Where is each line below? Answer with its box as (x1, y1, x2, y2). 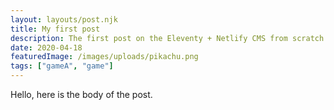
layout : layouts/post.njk (10, 14, 118, 25)
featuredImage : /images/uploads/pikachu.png (10, 52, 199, 62)
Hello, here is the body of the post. (10, 89, 153, 100)
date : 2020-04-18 (10, 42, 83, 53)
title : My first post (10, 24, 101, 34)
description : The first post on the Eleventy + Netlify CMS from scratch (10, 33, 325, 43)
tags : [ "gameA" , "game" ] (10, 61, 114, 71)
